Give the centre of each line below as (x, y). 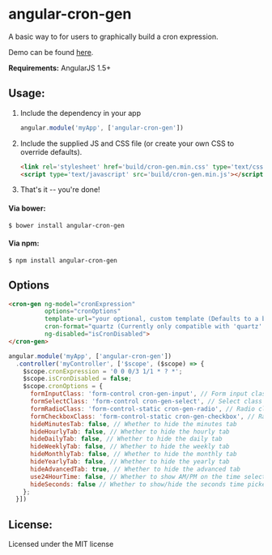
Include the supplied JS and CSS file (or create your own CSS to (127, 143)
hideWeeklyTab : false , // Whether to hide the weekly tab (130, 446)
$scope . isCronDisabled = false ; (77, 379)
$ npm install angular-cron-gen (63, 260)
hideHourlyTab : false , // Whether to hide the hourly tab (130, 431)
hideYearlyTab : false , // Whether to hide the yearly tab (130, 462)
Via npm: (24, 243)
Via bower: (27, 208)
